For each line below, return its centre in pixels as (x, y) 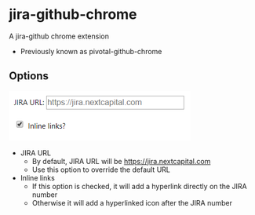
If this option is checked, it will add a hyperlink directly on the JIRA (139, 186)
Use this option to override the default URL (101, 169)
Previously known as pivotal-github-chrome (91, 51)
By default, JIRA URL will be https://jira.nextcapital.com (121, 161)
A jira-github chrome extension (59, 36)
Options (29, 76)
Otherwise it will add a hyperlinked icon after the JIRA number (132, 202)
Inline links (38, 177)
